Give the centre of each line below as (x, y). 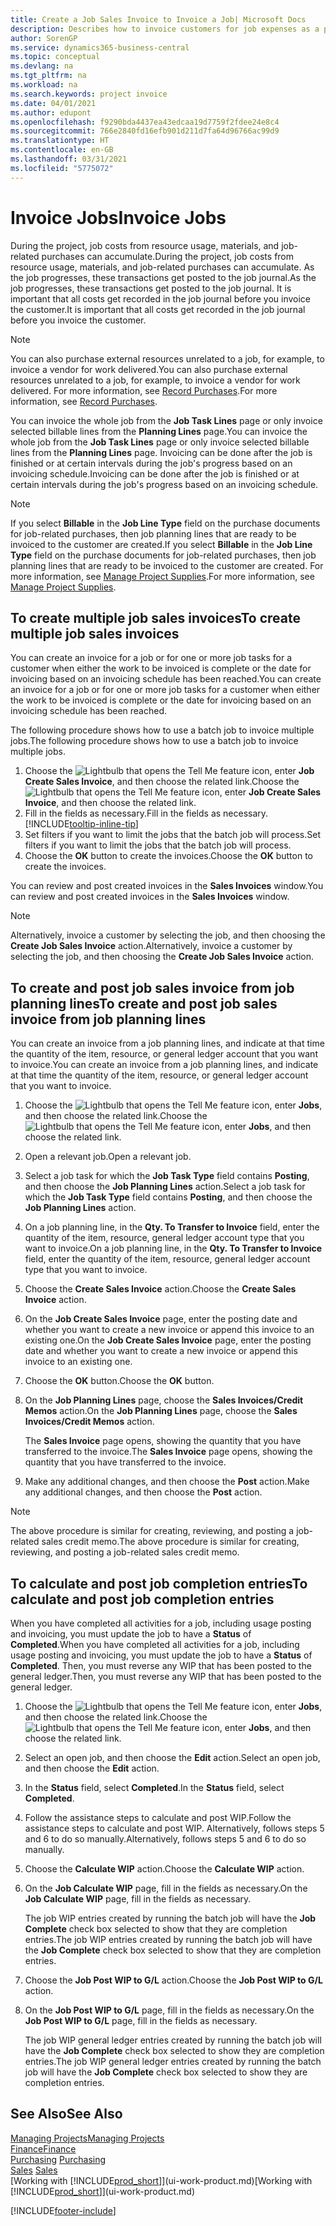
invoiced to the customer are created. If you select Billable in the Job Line (161, 544)
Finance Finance (43, 2148)
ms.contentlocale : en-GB (62, 150)
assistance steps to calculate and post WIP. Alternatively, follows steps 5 (174, 1828)
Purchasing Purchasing (58, 2159)
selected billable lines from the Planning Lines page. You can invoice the (159, 431)
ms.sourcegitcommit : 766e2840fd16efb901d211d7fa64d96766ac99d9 (145, 131)
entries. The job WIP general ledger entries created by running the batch (173, 2061)
